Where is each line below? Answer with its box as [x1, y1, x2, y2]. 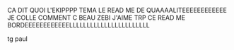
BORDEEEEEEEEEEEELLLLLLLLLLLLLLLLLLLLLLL [7, 21, 151, 29]
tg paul [7, 35, 28, 43]
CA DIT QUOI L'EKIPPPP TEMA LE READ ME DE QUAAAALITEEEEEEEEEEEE [7, 6, 228, 14]
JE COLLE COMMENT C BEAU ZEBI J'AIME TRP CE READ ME [7, 13, 186, 22]
